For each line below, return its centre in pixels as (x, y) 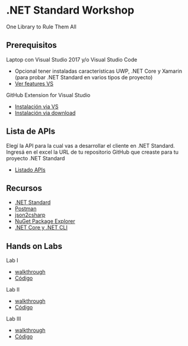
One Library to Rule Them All (42, 27)
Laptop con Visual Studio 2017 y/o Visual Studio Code (72, 59)
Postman (26, 209)
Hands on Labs (34, 246)
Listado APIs (30, 170)
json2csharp (30, 215)
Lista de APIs (31, 132)
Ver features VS (34, 83)
